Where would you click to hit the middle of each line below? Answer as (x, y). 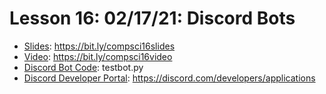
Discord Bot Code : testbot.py (83, 67)
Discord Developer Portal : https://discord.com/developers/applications (169, 78)
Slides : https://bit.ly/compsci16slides (99, 46)
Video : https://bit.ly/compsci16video (98, 56)
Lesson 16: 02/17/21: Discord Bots (152, 18)
